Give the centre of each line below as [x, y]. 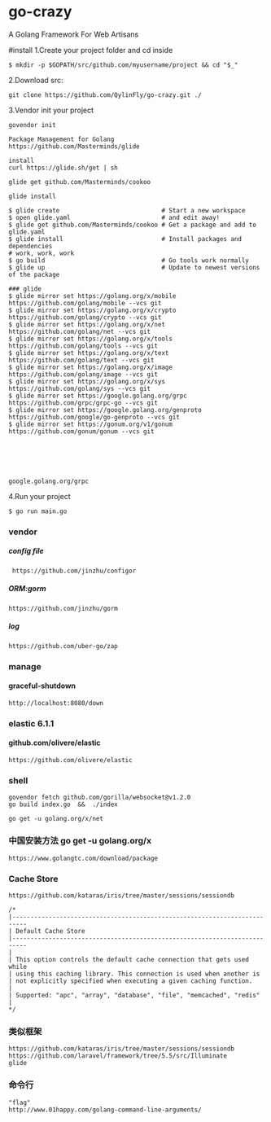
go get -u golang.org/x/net [56, 819]
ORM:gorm [27, 589]
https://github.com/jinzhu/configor [74, 571]
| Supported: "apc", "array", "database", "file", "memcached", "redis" [134, 995]
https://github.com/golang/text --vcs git [81, 360]
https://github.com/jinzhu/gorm [63, 608]
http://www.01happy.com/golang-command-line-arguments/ [105, 1110]
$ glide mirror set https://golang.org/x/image [91, 367]
